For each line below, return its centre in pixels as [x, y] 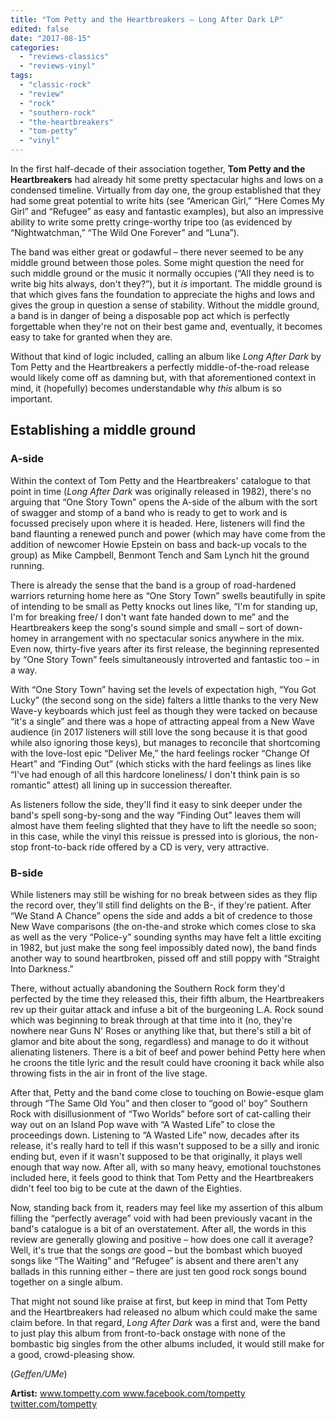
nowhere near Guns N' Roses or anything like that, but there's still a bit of [161, 1030]
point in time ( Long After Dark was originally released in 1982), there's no [161, 491]
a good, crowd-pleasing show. [73, 1354]
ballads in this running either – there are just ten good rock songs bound [158, 1271]
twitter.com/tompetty [54, 1403]
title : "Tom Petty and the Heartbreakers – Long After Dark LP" [147, 19]
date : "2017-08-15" [51, 38]
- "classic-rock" [55, 85]
